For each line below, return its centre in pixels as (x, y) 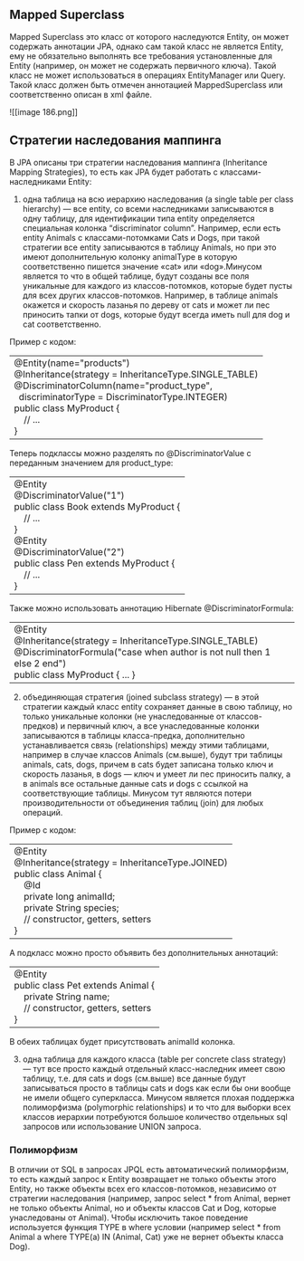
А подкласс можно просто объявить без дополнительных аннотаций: (144, 952)
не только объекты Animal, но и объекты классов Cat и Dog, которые (143, 1208)
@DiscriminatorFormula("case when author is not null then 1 (142, 652)
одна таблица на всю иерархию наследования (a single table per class (158, 199)
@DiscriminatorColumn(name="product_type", (113, 386)
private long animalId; (70, 896)
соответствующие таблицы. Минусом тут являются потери (137, 793)
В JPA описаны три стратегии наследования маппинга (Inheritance (138, 162)
